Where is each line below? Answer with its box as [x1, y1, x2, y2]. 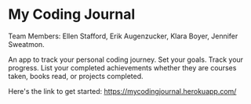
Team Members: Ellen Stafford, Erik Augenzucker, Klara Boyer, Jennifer [8, 31, 238, 41]
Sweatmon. [8, 39, 45, 48]
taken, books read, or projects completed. [8, 71, 144, 81]
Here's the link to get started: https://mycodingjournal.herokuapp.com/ [8, 86, 237, 95]
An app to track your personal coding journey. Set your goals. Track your [8, 55, 244, 64]
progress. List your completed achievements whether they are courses [8, 63, 237, 72]
